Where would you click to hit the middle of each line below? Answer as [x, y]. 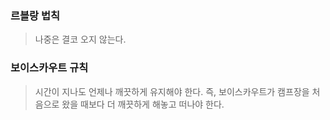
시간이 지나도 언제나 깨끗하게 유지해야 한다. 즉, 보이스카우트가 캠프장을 [172, 91]
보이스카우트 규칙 [49, 68]
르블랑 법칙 [35, 15]
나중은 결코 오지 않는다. [80, 39]
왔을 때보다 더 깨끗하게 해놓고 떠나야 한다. [143, 104]
